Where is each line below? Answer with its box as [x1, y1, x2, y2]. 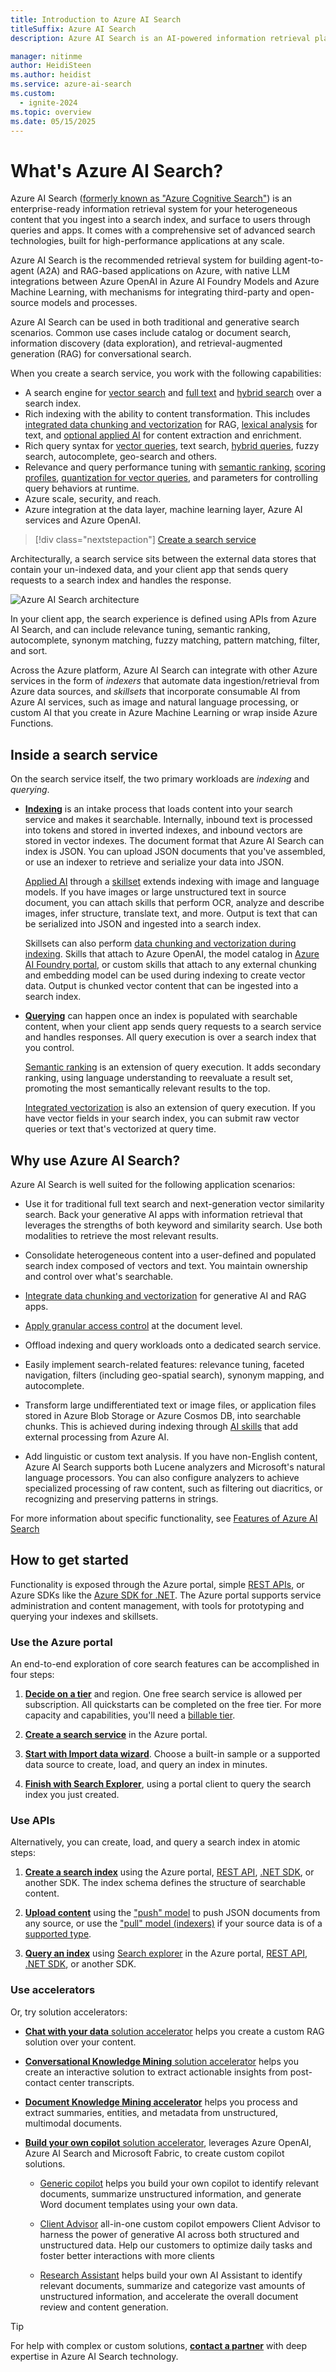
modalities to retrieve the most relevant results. [24, 1229, 219, 1241]
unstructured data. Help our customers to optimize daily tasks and [39, 2239, 313, 2251]
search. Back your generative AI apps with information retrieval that [24, 1208, 303, 1220]
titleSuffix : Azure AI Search [10, 24, 137, 34]
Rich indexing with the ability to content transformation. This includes [24, 408, 311, 420]
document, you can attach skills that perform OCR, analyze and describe [24, 897, 325, 909]
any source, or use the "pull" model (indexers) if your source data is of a [24, 1917, 323, 1930]
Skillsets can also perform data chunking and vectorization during [24, 937, 297, 950]
